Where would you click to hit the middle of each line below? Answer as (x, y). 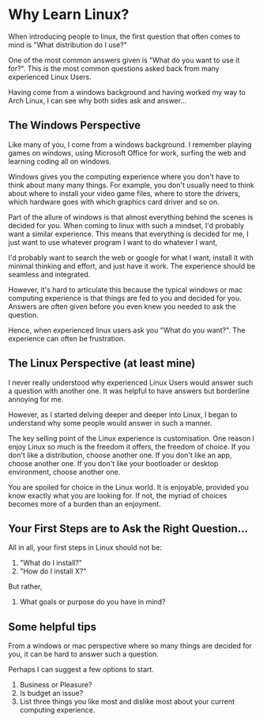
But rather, (25, 587)
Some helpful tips (53, 627)
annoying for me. (36, 399)
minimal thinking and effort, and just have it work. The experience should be (132, 265)
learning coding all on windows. (60, 161)
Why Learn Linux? (69, 15)
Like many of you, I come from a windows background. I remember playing (130, 145)
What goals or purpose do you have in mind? (92, 602)
